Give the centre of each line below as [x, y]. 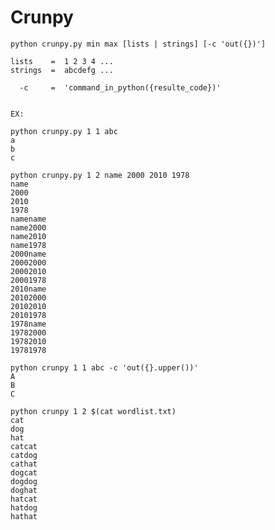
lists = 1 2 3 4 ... [62, 61]
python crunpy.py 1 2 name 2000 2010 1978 [100, 175]
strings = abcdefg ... [62, 70]
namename [28, 219]
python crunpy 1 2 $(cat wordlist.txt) [93, 411]
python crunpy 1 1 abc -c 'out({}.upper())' [104, 367]
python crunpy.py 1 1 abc [64, 131]
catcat [24, 446]
